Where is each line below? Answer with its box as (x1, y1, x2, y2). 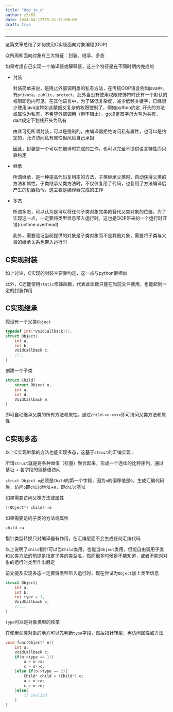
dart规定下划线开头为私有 (12, 117, 67, 123)
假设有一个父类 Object (5, 318, 51, 325)
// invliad (24, 692, 47, 698)
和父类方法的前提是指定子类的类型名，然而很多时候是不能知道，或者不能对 (5, 553, 163, 559)
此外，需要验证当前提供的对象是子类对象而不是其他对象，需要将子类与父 (12, 233, 166, 239)
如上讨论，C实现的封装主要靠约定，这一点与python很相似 (5, 270, 128, 276)
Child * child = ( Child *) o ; (24, 673, 84, 679)
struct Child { (5, 378, 36, 383)
